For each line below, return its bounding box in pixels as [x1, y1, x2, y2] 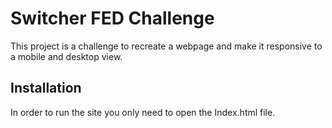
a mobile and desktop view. [10, 50, 123, 62]
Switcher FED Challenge [10, 7, 215, 30]
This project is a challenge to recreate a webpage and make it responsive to [10, 40, 323, 52]
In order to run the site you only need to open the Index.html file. [10, 106, 276, 118]
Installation [10, 80, 82, 97]
